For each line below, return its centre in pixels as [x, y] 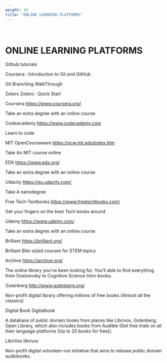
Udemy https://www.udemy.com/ [40, 221]
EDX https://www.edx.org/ [32, 163]
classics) [14, 301]
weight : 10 [17, 10]
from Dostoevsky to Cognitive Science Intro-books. [59, 276]
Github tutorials [21, 64]
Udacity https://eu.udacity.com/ [38, 182]
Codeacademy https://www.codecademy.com [53, 123]
